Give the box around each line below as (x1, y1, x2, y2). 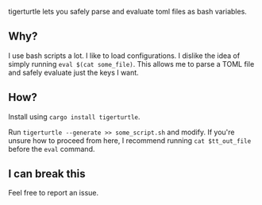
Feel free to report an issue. (8, 188, 99, 198)
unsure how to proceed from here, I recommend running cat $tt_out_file (8, 135, 252, 145)
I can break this (8, 167, 86, 181)
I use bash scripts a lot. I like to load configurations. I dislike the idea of (8, 51, 241, 60)
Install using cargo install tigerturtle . (8, 111, 141, 122)
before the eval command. (8, 144, 95, 153)
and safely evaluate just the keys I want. (8, 68, 139, 77)
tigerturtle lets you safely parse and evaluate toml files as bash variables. (8, 7, 248, 16)
